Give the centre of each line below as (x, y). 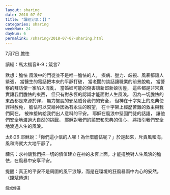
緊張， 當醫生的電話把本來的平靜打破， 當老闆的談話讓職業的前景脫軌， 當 (83, 81)
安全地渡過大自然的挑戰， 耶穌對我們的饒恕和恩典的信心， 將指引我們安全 (87, 120)
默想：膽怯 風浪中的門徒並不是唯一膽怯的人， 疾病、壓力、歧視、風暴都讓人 (84, 75)
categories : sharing (27, 24)
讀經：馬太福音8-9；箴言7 (33, 64)
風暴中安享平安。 (36, 160)
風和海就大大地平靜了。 (30, 143)
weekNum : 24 (18, 29)
